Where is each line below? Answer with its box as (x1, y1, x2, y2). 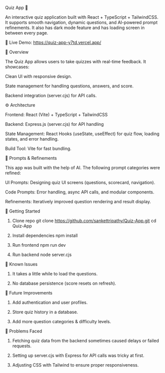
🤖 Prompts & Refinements (5, 155, 57, 161)
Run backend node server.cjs (12, 252, 72, 258)
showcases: (5, 64, 30, 70)
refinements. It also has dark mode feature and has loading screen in (5, 25, 145, 31)
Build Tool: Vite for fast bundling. (5, 146, 71, 151)
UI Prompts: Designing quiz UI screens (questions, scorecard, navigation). (5, 180, 155, 185)
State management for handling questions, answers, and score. (5, 83, 134, 89)
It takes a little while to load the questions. (12, 271, 98, 276)
